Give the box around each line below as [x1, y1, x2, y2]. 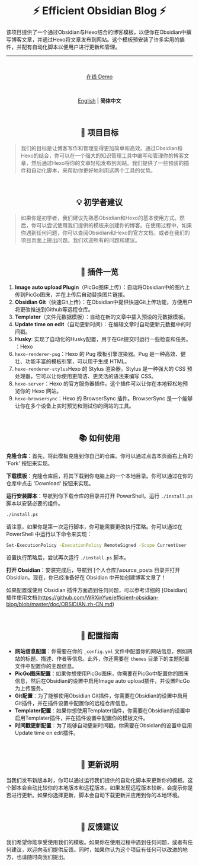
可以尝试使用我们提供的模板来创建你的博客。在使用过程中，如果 [36, 221, 192, 228]
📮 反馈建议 [80, 822, 119, 832]
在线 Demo [86, 73, 113, 80]
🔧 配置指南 [80, 631, 119, 641]
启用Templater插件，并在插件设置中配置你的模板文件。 [14, 714, 149, 721]
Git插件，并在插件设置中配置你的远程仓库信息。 [14, 699, 131, 706]
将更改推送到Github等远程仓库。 [14, 306, 94, 313]
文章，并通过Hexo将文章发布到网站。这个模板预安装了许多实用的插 [21, 36, 185, 43]
